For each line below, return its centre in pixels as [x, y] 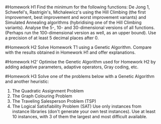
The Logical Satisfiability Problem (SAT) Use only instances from [77, 106]
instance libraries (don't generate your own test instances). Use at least [84, 111]
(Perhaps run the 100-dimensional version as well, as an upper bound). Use [81, 33]
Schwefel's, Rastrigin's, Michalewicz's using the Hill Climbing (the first [75, 12]
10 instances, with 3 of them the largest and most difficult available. [80, 116]
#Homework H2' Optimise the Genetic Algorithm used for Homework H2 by [80, 62]
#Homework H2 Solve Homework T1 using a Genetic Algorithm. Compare [78, 47]
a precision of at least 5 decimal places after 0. [52, 38]
